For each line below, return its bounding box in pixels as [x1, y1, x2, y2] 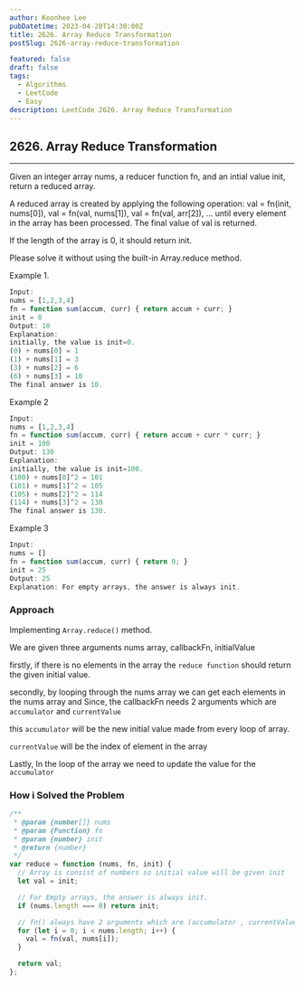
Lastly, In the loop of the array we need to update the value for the [9, 758, 256, 769]
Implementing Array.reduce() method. [9, 624, 153, 635]
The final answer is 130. [9, 507, 107, 516]
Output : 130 [9, 448, 54, 457]
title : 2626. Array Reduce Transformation [9, 30, 172, 39]
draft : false [9, 63, 59, 72]
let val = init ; [17, 876, 79, 886]
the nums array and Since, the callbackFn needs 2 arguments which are [9, 696, 278, 706]
